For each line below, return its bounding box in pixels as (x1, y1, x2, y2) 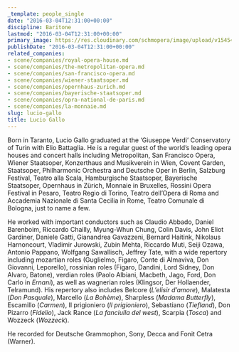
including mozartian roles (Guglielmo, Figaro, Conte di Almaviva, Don (7, 255, 209, 264)
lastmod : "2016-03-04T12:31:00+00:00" (7, 30, 122, 38)
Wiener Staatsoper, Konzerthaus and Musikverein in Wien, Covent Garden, (7, 158, 225, 167)
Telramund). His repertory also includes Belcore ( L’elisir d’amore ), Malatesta (7, 285, 230, 294)
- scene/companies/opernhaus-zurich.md (7, 83, 126, 90)
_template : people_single (7, 10, 84, 18)
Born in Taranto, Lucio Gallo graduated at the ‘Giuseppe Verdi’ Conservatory (7, 136, 231, 144)
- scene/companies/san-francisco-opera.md (7, 70, 135, 77)
